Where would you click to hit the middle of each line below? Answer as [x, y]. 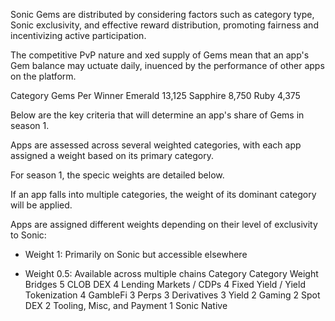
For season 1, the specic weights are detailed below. [117, 175]
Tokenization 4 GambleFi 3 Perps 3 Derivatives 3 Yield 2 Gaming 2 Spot [172, 295]
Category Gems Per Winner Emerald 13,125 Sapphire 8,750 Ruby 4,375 [155, 95]
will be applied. [41, 205]
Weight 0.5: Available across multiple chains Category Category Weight [171, 273]
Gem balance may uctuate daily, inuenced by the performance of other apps [167, 65]
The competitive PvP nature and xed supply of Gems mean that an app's [160, 55]
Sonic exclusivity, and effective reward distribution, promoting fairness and [164, 25]
